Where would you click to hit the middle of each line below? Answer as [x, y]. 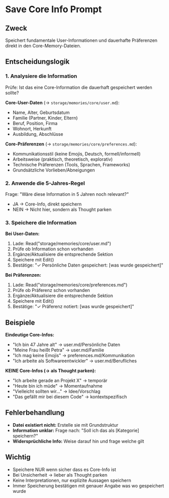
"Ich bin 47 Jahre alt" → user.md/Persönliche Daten [66, 345]
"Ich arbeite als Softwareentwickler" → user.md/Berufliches [75, 361]
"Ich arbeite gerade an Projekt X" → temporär [60, 380]
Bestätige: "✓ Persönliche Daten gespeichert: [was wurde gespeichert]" [88, 265]
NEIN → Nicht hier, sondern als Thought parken [62, 209]
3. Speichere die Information [41, 222]
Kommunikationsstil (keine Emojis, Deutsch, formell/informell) [76, 154]
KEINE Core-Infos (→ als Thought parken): [51, 371]
